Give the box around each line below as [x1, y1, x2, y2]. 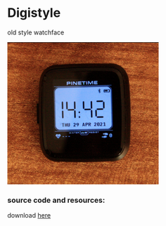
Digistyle [7, 5, 61, 21]
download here [7, 211, 51, 220]
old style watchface [7, 28, 65, 36]
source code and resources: [7, 195, 106, 205]
